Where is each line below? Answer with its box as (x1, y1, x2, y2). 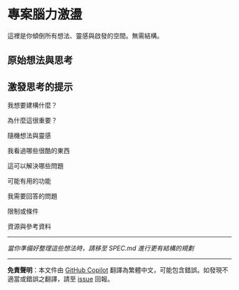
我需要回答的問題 (7, 192, 58, 200)
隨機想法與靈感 (7, 131, 51, 140)
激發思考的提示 (7, 81, 73, 93)
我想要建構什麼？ (7, 101, 58, 110)
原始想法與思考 (7, 54, 73, 66)
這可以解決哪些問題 (7, 162, 64, 170)
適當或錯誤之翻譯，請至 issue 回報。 (7, 275, 114, 284)
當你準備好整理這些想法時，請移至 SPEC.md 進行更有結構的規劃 (7, 244, 194, 253)
